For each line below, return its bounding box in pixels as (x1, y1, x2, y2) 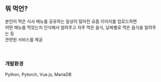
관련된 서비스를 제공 (5, 36, 43, 42)
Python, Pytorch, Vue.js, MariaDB (5, 72, 72, 78)
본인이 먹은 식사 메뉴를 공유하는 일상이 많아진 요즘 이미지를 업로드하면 (5, 18, 137, 24)
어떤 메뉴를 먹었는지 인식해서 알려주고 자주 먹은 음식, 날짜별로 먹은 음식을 (5, 24, 144, 30)
